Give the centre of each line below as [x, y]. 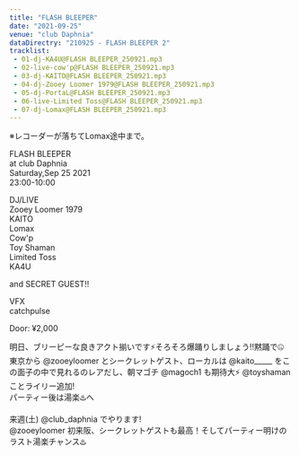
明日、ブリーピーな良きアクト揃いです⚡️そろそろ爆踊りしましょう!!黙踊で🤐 [147, 347]
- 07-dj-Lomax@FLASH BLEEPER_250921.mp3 [90, 109]
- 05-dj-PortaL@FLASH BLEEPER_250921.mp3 [92, 92]
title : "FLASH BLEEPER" [54, 17]
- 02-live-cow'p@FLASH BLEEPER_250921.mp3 [94, 68]
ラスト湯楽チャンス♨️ [48, 442]
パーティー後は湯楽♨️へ [52, 398]
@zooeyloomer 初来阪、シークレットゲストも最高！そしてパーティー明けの [148, 431]
